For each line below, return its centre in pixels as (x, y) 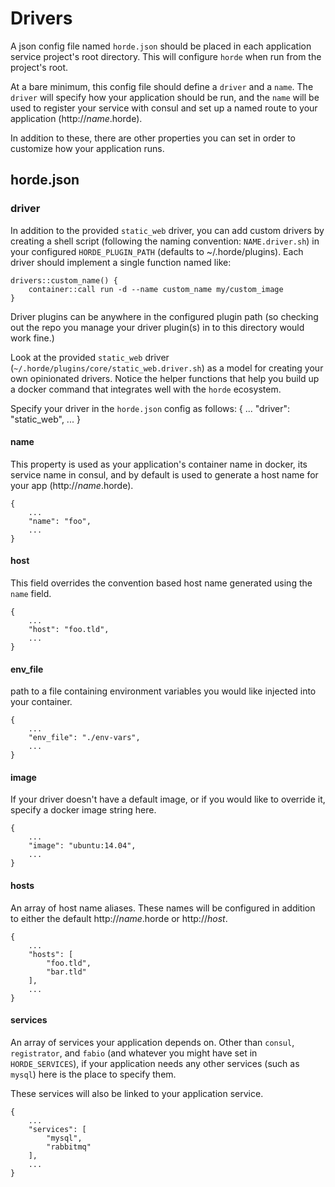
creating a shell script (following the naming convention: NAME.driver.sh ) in (165, 241)
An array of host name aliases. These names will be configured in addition (163, 908)
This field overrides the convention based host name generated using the (161, 583)
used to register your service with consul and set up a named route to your (164, 108)
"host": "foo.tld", (69, 630)
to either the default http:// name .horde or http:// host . (119, 918)
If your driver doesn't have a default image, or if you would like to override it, (168, 799)
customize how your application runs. (87, 148)
